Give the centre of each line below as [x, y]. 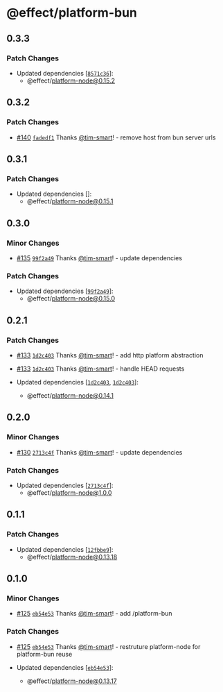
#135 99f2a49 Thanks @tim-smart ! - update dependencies [99, 258]
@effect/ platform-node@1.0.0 [69, 492]
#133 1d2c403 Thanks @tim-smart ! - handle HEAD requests [100, 369]
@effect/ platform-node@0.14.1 [70, 395]
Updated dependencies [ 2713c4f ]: [65, 485]
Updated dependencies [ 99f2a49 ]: [65, 291]
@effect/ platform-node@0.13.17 [72, 681]
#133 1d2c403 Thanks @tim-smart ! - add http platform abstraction [110, 355]
